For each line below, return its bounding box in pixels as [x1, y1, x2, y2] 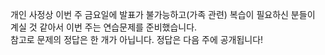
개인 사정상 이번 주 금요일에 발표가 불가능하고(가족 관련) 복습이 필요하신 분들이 [10, 9, 316, 20]
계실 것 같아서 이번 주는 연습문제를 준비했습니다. [10, 21, 198, 33]
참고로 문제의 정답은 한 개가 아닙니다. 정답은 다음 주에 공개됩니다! [10, 34, 264, 45]
